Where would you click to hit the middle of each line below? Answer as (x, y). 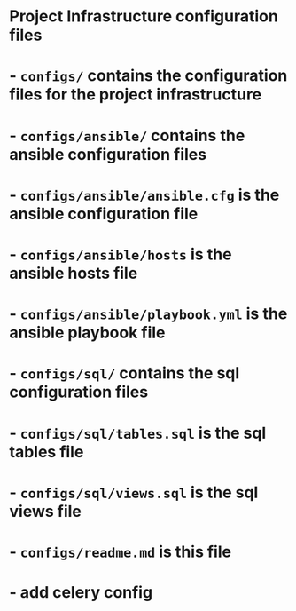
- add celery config (81, 593)
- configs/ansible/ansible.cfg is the (144, 195)
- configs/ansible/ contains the (127, 135)
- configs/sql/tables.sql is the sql (138, 433)
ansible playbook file (87, 333)
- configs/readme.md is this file (121, 551)
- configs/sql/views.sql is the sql (134, 492)
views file (46, 511)
